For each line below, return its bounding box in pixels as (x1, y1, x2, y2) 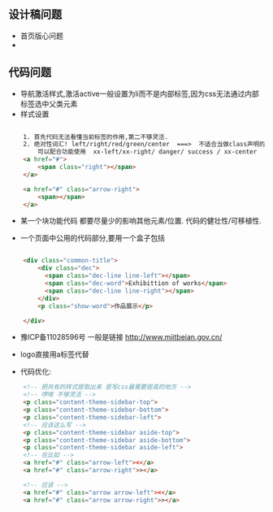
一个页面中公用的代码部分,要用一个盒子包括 (19, 233, 165, 243)
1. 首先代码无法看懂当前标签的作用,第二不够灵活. (23, 132, 169, 141)
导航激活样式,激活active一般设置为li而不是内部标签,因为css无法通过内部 (19, 89, 260, 98)
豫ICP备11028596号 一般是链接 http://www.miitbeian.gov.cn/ (19, 332, 223, 342)
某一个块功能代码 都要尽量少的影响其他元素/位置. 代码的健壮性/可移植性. (19, 216, 262, 226)
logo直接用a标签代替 (19, 349, 89, 359)
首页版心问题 (19, 31, 63, 41)
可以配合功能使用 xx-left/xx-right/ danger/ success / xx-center (37, 148, 258, 156)
